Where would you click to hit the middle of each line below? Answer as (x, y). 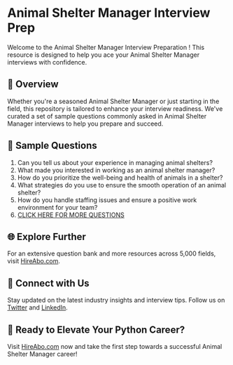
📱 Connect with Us (48, 283)
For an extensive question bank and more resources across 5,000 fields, (112, 253)
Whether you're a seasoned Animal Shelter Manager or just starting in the (113, 101)
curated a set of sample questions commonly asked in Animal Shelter (107, 116)
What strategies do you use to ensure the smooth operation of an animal (121, 185)
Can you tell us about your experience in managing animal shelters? (115, 162)
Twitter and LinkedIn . (37, 307)
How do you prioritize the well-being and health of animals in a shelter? (120, 178)
